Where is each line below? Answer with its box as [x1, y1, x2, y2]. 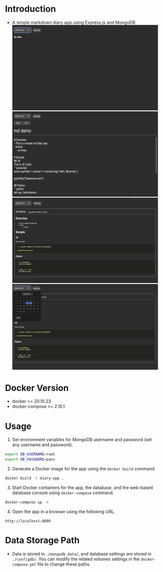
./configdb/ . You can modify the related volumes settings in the [12, 556, 140, 562]
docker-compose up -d [5, 500, 49, 504]
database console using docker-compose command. [12, 490, 114, 496]
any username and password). [12, 442, 73, 448]
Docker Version [5, 382, 69, 393]
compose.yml [12, 562, 36, 567]
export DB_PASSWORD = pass [5, 457, 55, 462]
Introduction [5, 3, 56, 15]
